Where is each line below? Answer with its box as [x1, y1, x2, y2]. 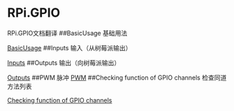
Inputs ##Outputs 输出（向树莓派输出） [7, 58, 121, 67]
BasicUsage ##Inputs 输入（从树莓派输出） [7, 43, 132, 52]
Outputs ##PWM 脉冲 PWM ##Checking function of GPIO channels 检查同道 [7, 73, 227, 82]
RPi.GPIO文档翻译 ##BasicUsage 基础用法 [7, 29, 128, 37]
